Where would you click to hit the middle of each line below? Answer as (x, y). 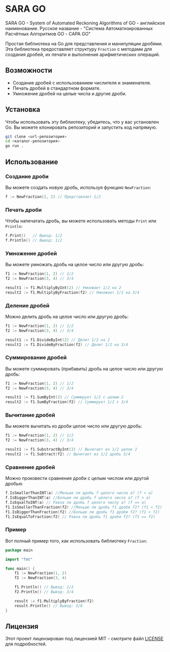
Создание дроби (27, 176)
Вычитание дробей (30, 415)
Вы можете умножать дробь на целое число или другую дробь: (75, 265)
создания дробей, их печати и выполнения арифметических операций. (83, 54)
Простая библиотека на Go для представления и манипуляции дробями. (84, 43)
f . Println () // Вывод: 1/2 (34, 240)
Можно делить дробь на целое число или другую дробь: (67, 317)
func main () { (20, 569)
